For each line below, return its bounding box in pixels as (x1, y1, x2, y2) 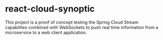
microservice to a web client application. (5, 29, 87, 35)
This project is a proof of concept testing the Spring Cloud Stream (5, 19, 139, 25)
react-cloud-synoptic (5, 3, 95, 14)
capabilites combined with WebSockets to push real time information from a (5, 24, 159, 30)
